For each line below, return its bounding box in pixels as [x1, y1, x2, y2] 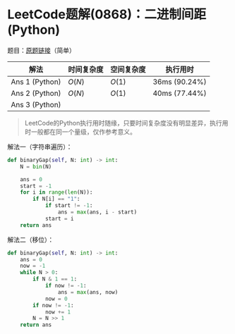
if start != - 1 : [44, 202, 93, 209]
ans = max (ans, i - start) [57, 209, 138, 216]
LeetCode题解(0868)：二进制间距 [7, 6, 207, 23]
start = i [44, 215, 74, 222]
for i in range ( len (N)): [20, 189, 93, 196]
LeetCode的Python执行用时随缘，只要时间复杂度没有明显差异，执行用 [24, 118, 229, 127]
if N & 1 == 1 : [32, 276, 78, 283]
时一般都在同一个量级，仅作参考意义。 [24, 128, 136, 136]
